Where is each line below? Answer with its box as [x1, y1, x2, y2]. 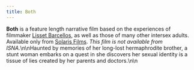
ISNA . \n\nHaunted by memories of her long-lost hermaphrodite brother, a [6, 44, 188, 51]
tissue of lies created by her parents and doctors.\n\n [6, 57, 138, 64]
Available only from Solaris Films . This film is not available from [6, 38, 163, 45]
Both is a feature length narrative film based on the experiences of [6, 25, 171, 32]
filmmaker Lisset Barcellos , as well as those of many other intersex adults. [6, 31, 189, 39]
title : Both [6, 8, 36, 15]
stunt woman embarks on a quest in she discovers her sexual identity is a [6, 50, 188, 57]
